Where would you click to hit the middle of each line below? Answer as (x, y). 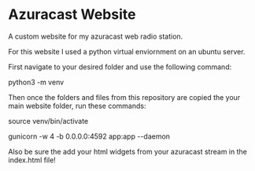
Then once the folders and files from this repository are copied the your (124, 97)
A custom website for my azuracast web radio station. (96, 36)
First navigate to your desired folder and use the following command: (120, 67)
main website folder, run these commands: (77, 106)
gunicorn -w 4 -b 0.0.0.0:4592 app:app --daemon (89, 136)
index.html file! (32, 160)
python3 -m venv (36, 82)
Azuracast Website (72, 15)
